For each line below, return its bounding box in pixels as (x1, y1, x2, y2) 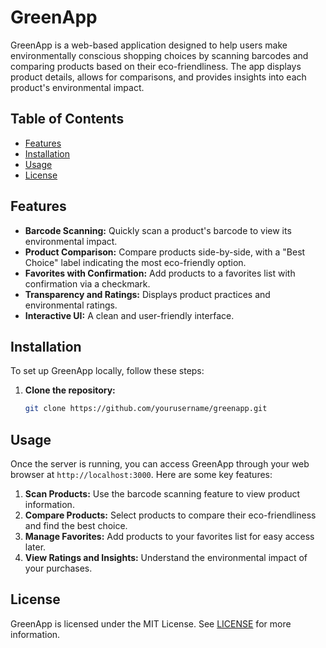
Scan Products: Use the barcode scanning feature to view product (24, 488, 301, 500)
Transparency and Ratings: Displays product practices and (24, 288, 271, 300)
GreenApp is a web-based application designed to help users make (10, 39, 288, 51)
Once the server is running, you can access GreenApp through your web (10, 458, 310, 470)
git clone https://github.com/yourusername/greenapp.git (24, 404, 268, 414)
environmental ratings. (24, 299, 118, 311)
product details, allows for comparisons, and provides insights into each (10, 71, 307, 83)
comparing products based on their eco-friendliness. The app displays (10, 60, 302, 72)
